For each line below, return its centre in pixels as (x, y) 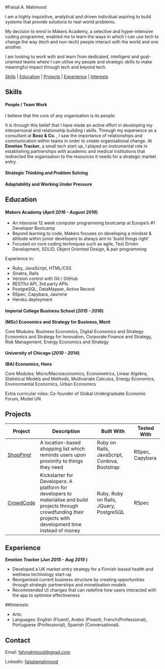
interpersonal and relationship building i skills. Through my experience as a (81, 130)
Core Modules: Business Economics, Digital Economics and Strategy (74, 331)
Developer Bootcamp (34, 228)
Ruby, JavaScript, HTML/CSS (42, 268)
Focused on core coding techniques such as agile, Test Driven (75, 244)
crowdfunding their (62, 512)
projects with (55, 518)
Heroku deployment (32, 300)
